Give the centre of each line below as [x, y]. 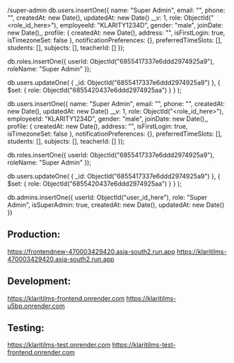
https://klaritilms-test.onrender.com [59, 345]
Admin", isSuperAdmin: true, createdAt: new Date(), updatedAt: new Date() [116, 205]
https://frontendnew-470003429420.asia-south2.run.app [91, 251]
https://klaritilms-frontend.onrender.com [66, 298]
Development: [39, 281]
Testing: [26, 328]
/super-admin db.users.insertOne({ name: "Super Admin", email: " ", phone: [116, 10]
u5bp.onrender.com [36, 306]
